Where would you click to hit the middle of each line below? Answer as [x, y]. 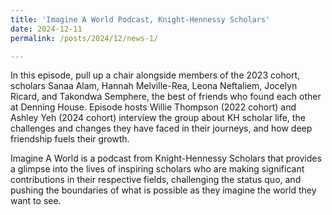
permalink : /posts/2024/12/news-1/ [84, 38]
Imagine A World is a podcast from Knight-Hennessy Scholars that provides [166, 158]
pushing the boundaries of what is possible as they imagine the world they [163, 190]
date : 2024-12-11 [46, 29]
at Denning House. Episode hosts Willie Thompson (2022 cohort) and [153, 107]
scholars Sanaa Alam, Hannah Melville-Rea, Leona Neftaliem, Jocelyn [154, 86]
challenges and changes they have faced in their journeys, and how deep [161, 128]
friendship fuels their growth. [70, 139]
